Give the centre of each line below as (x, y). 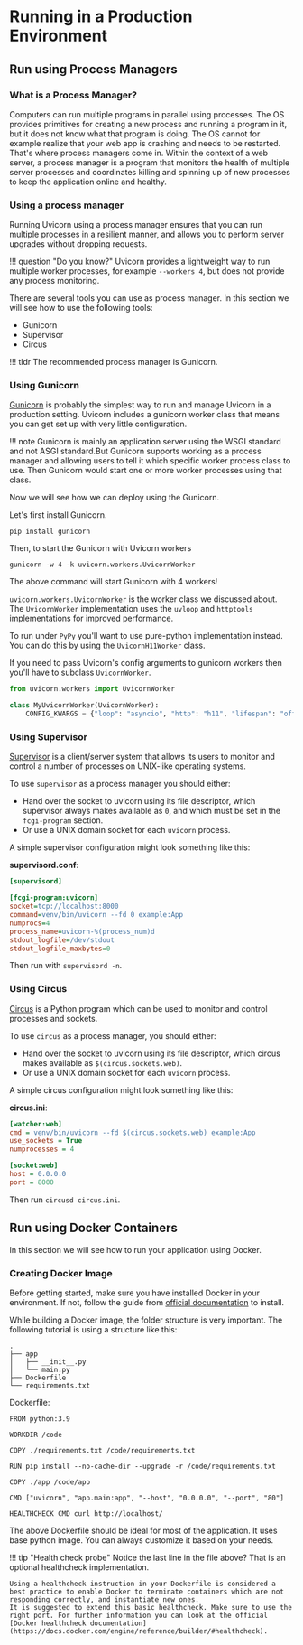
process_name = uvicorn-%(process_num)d (82, 931)
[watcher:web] (36, 1124)
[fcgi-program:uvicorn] (54, 898)
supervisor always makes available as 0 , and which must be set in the (151, 811)
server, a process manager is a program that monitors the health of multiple (150, 162)
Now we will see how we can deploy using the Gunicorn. (114, 498)
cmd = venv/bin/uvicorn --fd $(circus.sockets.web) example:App (133, 1132)
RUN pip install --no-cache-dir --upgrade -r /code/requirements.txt (143, 1466)
